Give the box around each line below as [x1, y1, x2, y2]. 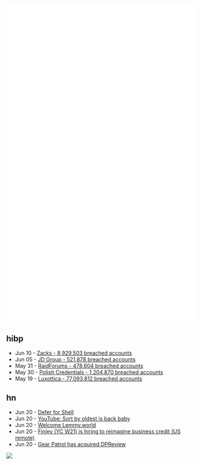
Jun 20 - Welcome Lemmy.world [14, 422, 96, 429]
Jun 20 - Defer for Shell [14, 409, 74, 416]
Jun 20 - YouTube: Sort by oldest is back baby [14, 415, 131, 422]
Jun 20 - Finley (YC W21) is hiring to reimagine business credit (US [14, 428, 181, 435]
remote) [14, 434, 35, 441]
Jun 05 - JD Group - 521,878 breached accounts [14, 356, 136, 363]
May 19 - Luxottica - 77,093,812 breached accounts [14, 375, 143, 382]
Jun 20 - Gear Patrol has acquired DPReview [14, 441, 126, 448]
